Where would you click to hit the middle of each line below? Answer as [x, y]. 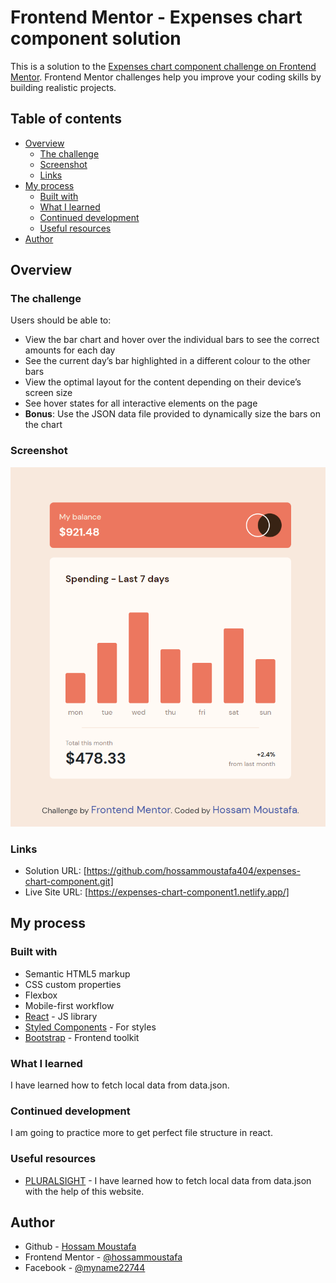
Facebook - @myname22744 [85, 1268]
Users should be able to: [61, 320]
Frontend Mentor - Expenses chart [156, 17]
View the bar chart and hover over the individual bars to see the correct [172, 340]
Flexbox [41, 995]
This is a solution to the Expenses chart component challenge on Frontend [163, 66]
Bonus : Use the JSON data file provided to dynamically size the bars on [173, 414]
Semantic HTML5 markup [77, 973]
